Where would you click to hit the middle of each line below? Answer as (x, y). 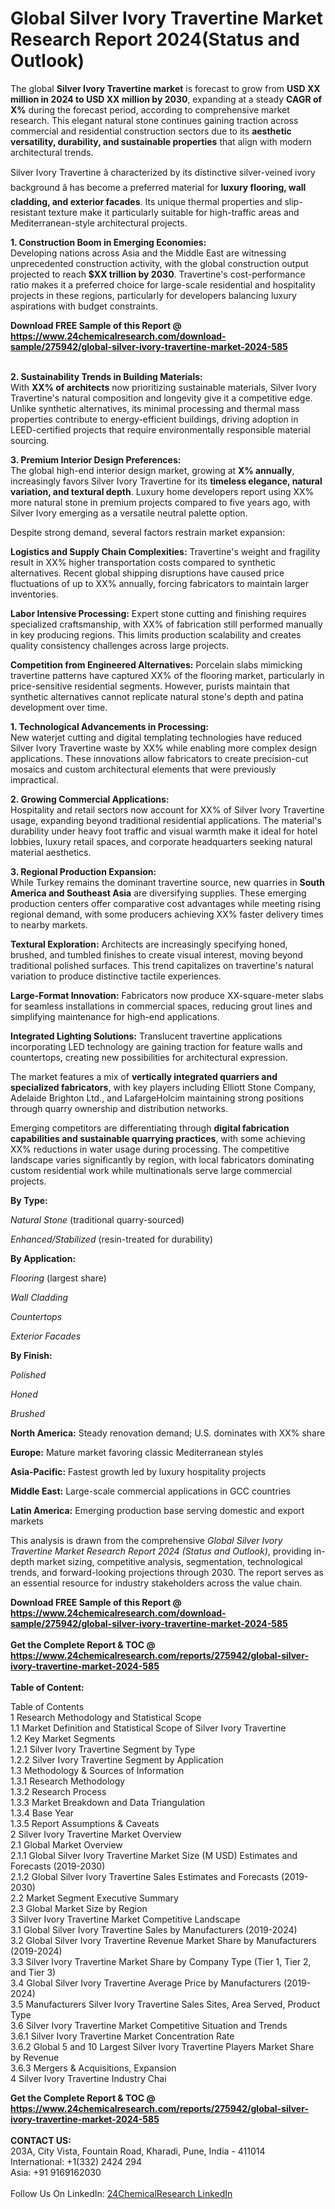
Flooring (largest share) (58, 1278)
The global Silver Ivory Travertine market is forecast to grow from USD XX (165, 88)
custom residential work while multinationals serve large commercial (151, 1170)
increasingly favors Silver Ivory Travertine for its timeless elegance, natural (166, 481)
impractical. (34, 779)
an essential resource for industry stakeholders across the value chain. (156, 1583)
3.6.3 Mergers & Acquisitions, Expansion (93, 2068)
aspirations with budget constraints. (84, 306)
